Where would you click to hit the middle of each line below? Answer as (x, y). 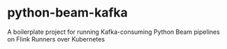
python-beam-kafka (67, 13)
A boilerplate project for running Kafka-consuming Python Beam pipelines (113, 32)
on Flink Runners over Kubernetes (56, 39)
